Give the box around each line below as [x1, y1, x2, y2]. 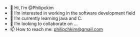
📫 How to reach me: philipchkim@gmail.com [9, 26, 103, 32]
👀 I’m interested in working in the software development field [9, 10, 135, 16]
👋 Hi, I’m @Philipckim [9, 5, 54, 10]
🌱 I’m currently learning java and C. [9, 15, 82, 21]
